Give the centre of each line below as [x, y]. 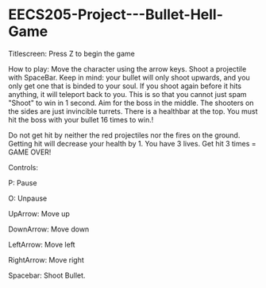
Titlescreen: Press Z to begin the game [71, 53]
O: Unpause [28, 198]
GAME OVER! [30, 152]
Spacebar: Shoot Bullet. [47, 275]
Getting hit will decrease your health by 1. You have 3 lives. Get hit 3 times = [132, 143]
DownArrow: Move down [49, 229]
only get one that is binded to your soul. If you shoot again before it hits [125, 86]
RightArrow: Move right [46, 259]
